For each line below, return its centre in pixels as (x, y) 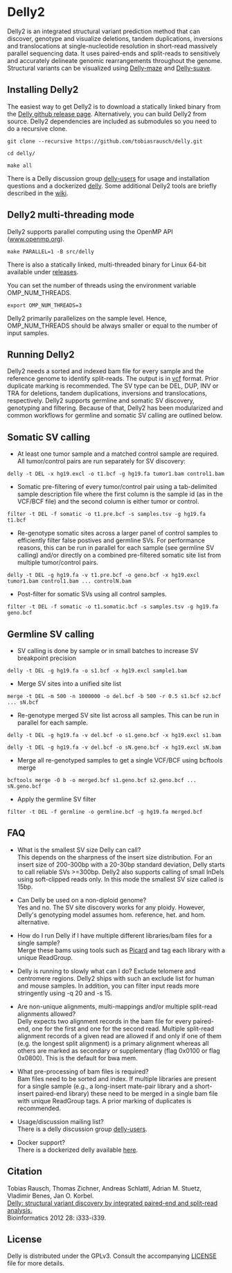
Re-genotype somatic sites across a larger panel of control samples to (117, 533)
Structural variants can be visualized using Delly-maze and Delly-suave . (110, 68)
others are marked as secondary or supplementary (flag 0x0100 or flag (118, 1051)
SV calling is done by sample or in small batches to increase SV (108, 651)
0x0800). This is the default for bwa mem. (77, 1058)
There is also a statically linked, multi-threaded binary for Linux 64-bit (107, 265)
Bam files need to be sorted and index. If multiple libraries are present (117, 1078)
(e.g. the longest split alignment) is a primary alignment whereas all (113, 1043)
